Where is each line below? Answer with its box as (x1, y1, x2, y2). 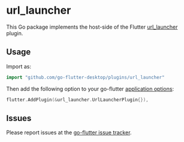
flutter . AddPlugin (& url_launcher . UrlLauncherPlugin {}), (6, 97, 149, 103)
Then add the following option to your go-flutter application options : (6, 85, 174, 92)
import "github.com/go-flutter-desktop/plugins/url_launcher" (6, 74, 165, 81)
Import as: (6, 63, 32, 70)
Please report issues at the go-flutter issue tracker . (6, 129, 132, 136)
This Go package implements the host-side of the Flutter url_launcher (6, 23, 178, 30)
